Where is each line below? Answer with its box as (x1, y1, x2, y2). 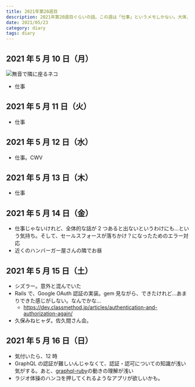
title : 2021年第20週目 (6, 8, 58, 15)
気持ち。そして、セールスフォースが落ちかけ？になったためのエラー (19, 233, 183, 240)
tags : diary (6, 31, 35, 36)
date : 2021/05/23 (6, 19, 49, 25)
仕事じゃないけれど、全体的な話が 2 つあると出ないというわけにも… (14, 225, 179, 232)
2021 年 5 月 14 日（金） (6, 208, 93, 218)
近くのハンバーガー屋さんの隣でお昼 (14, 247, 102, 254)
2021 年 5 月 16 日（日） (6, 336, 93, 346)
